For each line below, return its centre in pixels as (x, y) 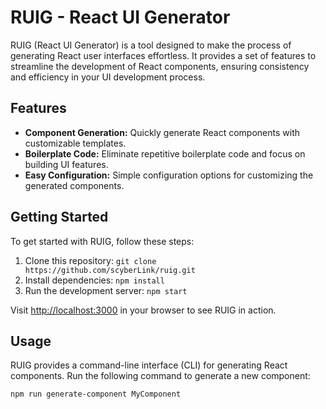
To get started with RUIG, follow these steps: (102, 241)
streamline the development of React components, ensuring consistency (160, 66)
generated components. (74, 185)
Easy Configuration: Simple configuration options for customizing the (169, 175)
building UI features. (66, 164)
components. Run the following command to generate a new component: (160, 376)
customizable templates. (75, 143)
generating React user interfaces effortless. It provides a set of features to (163, 55)
